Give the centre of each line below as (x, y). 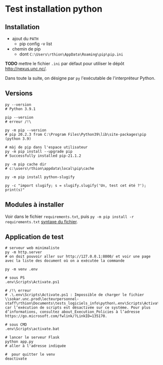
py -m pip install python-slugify (40, 177)
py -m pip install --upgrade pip (39, 151)
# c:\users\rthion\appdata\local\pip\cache (50, 168)
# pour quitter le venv (30, 355)
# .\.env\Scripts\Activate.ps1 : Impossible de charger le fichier (75, 295)
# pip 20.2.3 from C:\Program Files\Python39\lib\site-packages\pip (76, 134)
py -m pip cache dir (26, 164)
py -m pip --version (26, 130)
